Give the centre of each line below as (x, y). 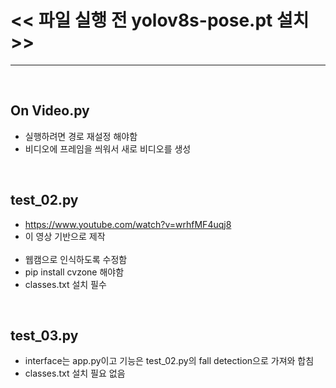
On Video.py (50, 111)
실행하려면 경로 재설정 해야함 (81, 136)
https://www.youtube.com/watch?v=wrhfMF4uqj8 (128, 224)
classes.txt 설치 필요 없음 (75, 373)
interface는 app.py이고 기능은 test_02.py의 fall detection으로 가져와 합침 (169, 361)
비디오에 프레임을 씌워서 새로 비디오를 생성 (108, 148)
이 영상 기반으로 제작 (65, 236)
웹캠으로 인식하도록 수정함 (76, 259)
